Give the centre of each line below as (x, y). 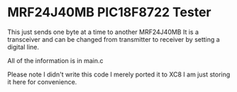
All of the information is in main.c (56, 60)
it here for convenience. (42, 81)
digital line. (23, 47)
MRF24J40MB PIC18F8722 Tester (109, 12)
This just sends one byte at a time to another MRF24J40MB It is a (103, 32)
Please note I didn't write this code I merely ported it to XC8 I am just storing (119, 74)
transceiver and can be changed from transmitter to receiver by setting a (114, 39)
